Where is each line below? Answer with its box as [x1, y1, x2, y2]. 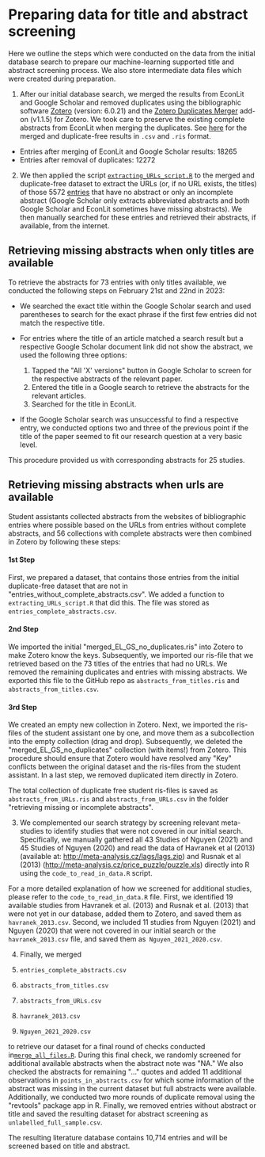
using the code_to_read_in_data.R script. [19, 869, 153, 878]
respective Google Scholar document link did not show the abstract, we [19, 342, 253, 351]
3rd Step [8, 702, 37, 712]
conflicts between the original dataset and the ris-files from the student [8, 762, 241, 772]
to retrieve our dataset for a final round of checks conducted [8, 1042, 206, 1052]
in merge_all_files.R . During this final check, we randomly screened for [8, 1050, 241, 1060]
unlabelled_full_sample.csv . [8, 1117, 103, 1127]
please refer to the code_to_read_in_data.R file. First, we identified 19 [8, 892, 233, 902]
